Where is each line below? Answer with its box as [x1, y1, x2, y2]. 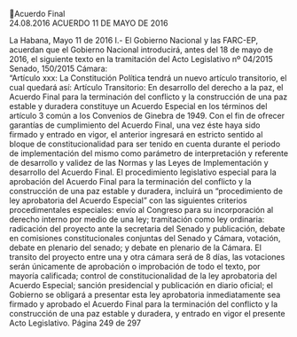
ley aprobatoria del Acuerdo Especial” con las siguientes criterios [9, 195, 247, 206]
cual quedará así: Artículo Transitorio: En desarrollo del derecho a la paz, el [9, 82, 284, 92]
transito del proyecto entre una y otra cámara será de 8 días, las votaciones [9, 252, 285, 262]
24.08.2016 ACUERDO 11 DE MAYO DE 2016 [9, 18, 168, 28]
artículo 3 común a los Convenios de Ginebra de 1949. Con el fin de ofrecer [9, 111, 285, 121]
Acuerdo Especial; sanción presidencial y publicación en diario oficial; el [9, 280, 273, 290]
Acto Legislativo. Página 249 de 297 [9, 317, 142, 328]
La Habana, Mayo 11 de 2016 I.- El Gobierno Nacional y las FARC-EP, [9, 35, 259, 45]
